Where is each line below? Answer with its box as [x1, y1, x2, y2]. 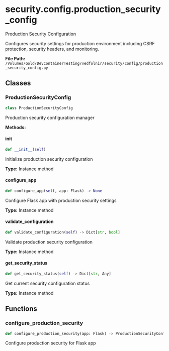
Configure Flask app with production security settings [5, 197, 117, 203]
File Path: [5, 55, 26, 61]
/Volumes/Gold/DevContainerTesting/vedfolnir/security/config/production [5, 61, 163, 66]
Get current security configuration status [5, 280, 90, 286]
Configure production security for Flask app [5, 340, 97, 346]
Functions [5, 305, 38, 313]
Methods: [5, 124, 26, 130]
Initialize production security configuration [5, 156, 93, 162]
